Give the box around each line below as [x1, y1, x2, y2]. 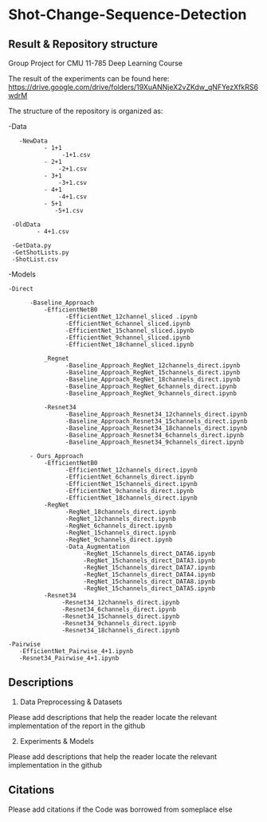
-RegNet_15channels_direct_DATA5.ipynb [83, 585, 216, 593]
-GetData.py [11, 241, 52, 249]
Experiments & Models [19, 736, 94, 746]
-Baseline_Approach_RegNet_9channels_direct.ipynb [65, 389, 238, 397]
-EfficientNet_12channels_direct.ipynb [65, 466, 198, 474]
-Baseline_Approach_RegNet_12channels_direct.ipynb [65, 362, 241, 370]
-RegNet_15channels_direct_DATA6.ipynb [83, 550, 216, 558]
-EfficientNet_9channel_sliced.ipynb [65, 334, 191, 342]
